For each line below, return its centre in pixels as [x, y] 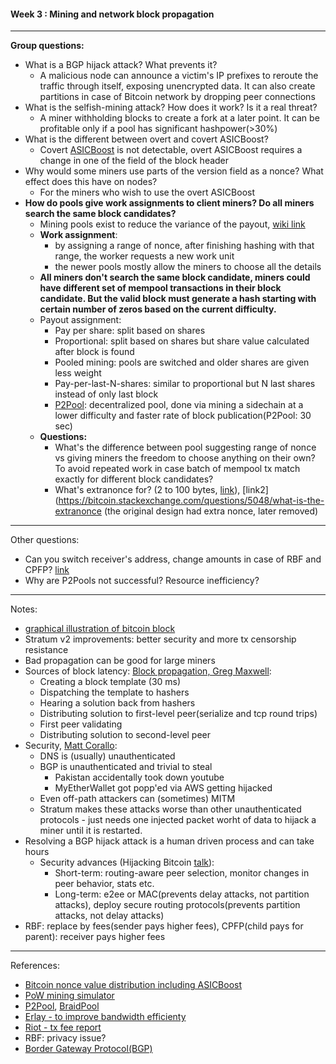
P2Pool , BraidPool [62, 1006]
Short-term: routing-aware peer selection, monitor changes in [182, 873]
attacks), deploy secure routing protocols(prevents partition [177, 905]
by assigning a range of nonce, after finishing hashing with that [184, 246]
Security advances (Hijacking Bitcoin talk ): [127, 862]
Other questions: [45, 540]
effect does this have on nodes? [91, 182]
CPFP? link [47, 570]
